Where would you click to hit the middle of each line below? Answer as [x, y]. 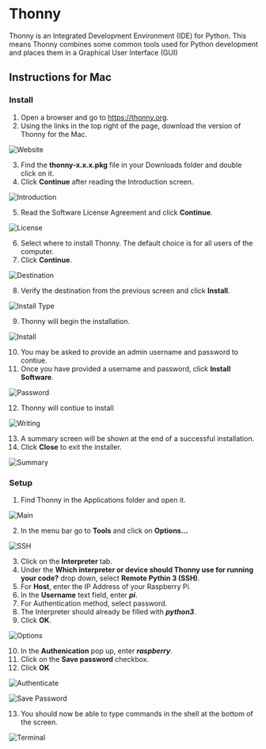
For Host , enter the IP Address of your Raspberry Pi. [106, 586]
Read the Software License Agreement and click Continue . [116, 212]
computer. [37, 251]
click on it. [37, 173]
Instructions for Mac [60, 77]
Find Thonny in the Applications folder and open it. [103, 500]
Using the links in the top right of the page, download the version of [131, 125]
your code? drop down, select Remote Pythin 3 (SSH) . [110, 578]
